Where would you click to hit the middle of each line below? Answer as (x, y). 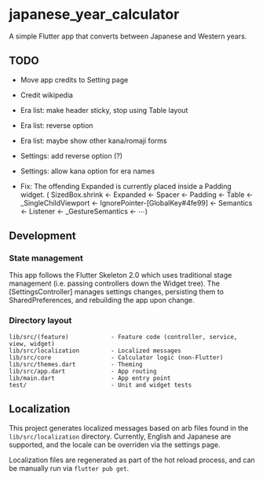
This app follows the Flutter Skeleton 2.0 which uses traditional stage (121, 275)
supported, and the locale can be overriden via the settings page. (115, 444)
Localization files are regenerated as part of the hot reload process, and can (132, 460)
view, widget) (32, 344)
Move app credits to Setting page (74, 79)
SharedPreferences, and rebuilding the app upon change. (102, 301)
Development (43, 236)
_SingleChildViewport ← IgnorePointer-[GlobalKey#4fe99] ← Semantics (136, 202)
